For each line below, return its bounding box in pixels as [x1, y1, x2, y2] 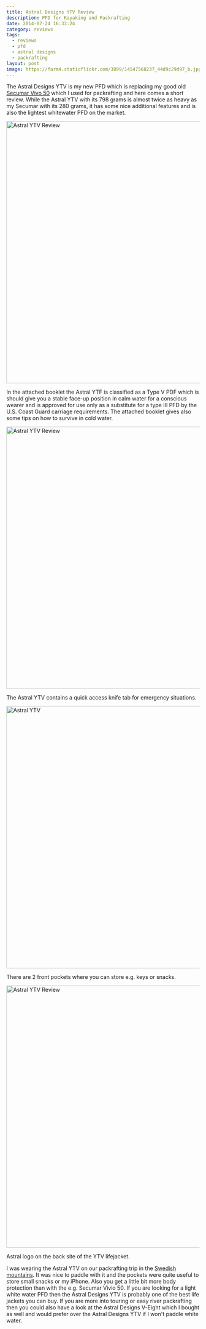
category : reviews [6, 26, 53, 33]
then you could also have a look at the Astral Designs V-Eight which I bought [6, 1304, 200, 1311]
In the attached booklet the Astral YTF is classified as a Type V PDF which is [6, 388, 199, 396]
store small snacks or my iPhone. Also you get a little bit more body [6, 1278, 177, 1285]
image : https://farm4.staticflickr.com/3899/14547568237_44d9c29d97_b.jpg [6, 66, 202, 72]
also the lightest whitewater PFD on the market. [6, 109, 126, 117]
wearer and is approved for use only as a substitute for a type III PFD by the [6, 402, 197, 409]
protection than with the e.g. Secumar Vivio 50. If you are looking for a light [6, 1284, 196, 1292]
